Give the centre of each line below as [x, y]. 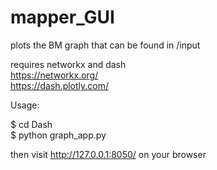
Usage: [25, 105]
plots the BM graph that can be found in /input [105, 45]
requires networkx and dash [68, 64]
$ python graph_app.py [58, 135]
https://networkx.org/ [54, 75]
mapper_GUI [62, 17]
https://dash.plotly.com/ [60, 85]
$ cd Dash [31, 124]
